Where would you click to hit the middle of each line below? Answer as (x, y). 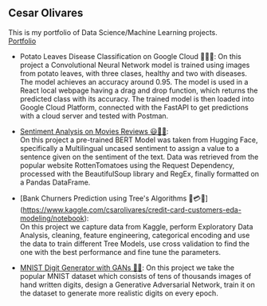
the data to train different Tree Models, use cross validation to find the (134, 244)
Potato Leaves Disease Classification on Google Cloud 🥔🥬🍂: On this (130, 56)
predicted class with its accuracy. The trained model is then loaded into (137, 98)
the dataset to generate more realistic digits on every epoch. (119, 293)
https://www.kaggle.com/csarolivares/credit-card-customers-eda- (132, 209)
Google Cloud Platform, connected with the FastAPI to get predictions (134, 107)
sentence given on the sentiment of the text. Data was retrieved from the (139, 157)
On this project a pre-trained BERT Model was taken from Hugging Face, (139, 140)
